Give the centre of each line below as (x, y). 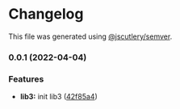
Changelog (46, 14)
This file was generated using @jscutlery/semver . (90, 36)
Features (26, 79)
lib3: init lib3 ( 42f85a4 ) (59, 97)
